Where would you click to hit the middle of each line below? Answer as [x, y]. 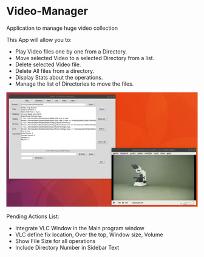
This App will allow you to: [39, 39]
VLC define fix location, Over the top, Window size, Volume [89, 235]
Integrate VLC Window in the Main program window [80, 228]
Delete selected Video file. [48, 64]
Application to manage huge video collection [62, 28]
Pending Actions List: [33, 216]
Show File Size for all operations [55, 241]
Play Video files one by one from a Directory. [71, 51]
